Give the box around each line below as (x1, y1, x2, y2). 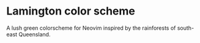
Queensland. (18, 30, 51, 38)
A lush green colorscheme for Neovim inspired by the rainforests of (6, 24, 176, 31)
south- (177, 24, 194, 31)
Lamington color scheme (6, 4, 136, 18)
